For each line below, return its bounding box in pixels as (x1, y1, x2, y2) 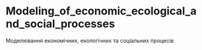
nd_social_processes (5, 17, 115, 31)
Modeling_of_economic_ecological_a (5, 4, 197, 18)
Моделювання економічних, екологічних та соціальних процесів (5, 37, 174, 44)
